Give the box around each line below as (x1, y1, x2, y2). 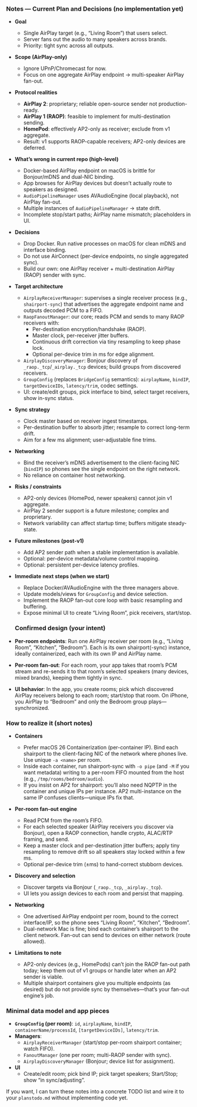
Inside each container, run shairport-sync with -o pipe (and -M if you (23, 762, 190, 769)
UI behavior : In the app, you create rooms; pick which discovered (14, 685, 173, 692)
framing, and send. (23, 836, 69, 843)
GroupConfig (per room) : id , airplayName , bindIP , (14, 1020, 132, 1027)
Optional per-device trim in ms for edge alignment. (32, 351, 155, 358)
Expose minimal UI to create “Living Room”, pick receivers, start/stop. (23, 610, 192, 617)
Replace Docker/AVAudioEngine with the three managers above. (23, 584, 179, 591)
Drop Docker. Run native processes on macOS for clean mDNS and (23, 240, 186, 247)
